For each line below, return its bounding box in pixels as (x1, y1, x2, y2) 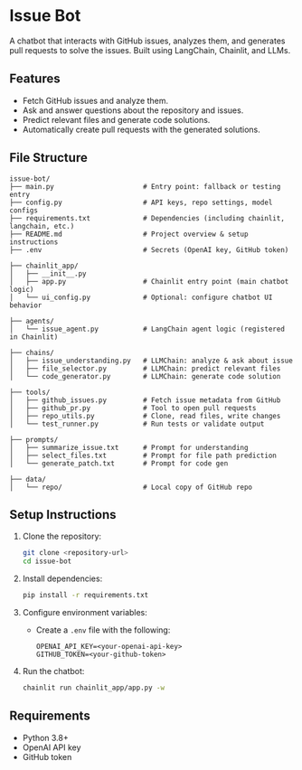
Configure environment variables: (22, 607, 147, 617)
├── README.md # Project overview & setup (9, 230, 249, 239)
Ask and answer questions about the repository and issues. (22, 105, 244, 116)
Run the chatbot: (22, 666, 85, 676)
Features (9, 71, 61, 87)
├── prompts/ (9, 435, 59, 444)
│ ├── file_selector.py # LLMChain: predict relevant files (9, 363, 281, 373)
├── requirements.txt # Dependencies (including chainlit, (9, 213, 285, 222)
